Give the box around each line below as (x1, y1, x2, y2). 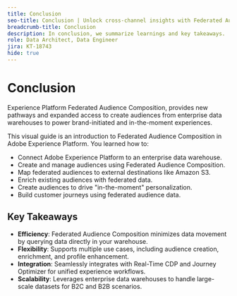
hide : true (7, 50, 39, 57)
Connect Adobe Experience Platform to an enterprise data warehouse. (17, 153, 222, 161)
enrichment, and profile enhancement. (17, 252, 129, 261)
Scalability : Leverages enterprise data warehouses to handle (17, 274, 196, 283)
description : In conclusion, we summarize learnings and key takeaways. (7, 30, 226, 37)
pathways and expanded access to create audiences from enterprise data (7, 111, 222, 119)
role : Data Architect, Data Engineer (7, 37, 119, 44)
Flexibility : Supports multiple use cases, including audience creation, (17, 245, 219, 253)
